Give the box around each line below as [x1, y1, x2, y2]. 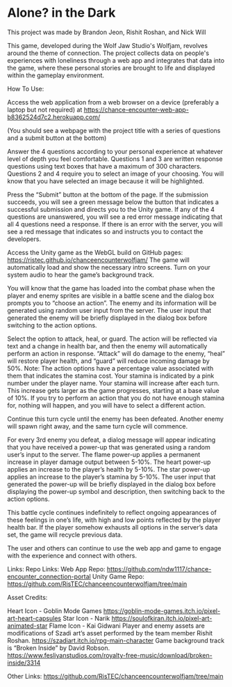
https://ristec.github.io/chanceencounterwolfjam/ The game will [7, 256, 190, 264]
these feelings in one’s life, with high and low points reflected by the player [7, 516, 221, 524]
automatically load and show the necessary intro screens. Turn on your [7, 263, 210, 271]
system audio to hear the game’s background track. [7, 270, 155, 279]
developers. [7, 235, 42, 243]
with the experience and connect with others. [7, 551, 138, 559]
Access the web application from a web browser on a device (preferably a [7, 98, 219, 106]
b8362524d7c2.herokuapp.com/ [7, 113, 101, 121]
